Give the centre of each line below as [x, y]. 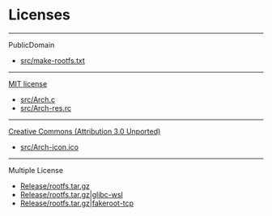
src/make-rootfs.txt [52, 60]
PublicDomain [32, 44]
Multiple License [36, 170]
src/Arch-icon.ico [49, 146]
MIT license [28, 83]
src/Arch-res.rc [45, 108]
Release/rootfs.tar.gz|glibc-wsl [71, 194]
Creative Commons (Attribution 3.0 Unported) [85, 131]
